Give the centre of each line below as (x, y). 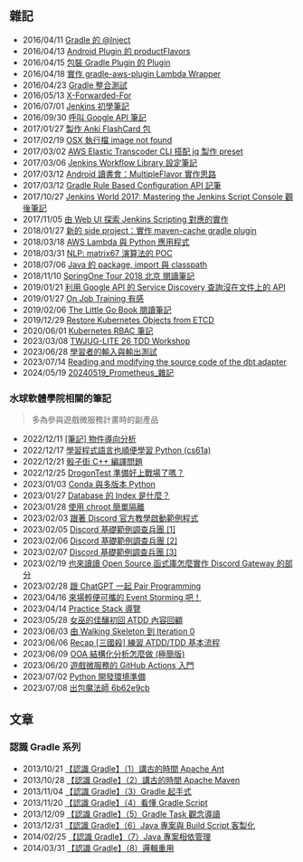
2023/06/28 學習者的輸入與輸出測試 (90, 351)
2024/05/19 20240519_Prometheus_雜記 (98, 372)
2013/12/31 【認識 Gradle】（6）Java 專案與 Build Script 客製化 (139, 825)
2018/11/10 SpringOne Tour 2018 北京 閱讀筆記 (109, 275)
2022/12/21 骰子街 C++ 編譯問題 (82, 462)
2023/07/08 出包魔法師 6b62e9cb (86, 688)
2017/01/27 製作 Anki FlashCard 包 (86, 129)
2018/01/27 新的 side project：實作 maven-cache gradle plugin (140, 230)
